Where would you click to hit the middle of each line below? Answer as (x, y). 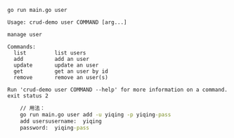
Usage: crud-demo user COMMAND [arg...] (67, 22)
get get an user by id (61, 71)
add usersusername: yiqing (61, 121)
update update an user (56, 65)
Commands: (22, 47)
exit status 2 (28, 96)
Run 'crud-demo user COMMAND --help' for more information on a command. (118, 90)
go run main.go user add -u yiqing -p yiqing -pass (96, 115)
